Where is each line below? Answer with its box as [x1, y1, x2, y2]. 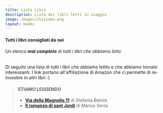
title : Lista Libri [5, 7, 46, 13]
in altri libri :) [24, 75, 50, 81]
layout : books [5, 21, 35, 27]
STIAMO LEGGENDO [17, 86, 61, 92]
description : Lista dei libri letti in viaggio [5, 12, 107, 17]
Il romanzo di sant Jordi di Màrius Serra [25, 102, 108, 108]
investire [5, 75, 23, 81]
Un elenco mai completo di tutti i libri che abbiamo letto [5, 48, 121, 54]
